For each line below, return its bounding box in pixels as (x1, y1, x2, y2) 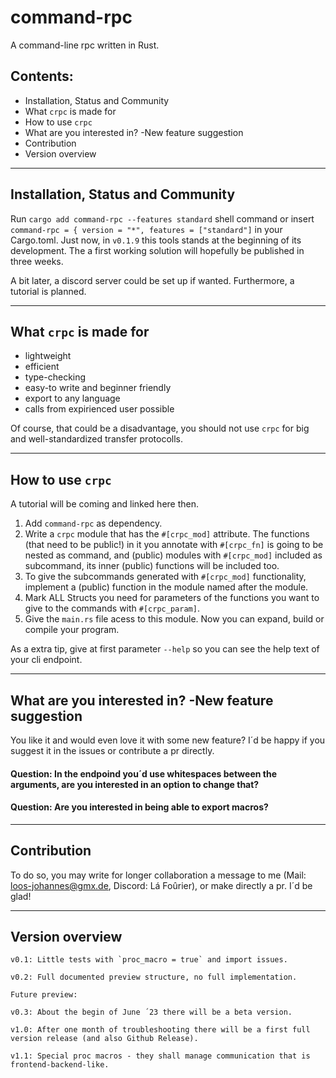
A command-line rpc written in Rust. (10, 39, 160, 51)
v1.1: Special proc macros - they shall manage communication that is (10, 1051, 311, 1061)
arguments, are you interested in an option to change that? (10, 778, 260, 790)
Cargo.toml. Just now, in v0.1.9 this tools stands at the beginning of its (10, 234, 302, 246)
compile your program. (24, 624, 120, 636)
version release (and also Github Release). (10, 1034, 199, 1044)
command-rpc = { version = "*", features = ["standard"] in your (10, 223, 283, 235)
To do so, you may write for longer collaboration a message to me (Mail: (10, 869, 307, 881)
